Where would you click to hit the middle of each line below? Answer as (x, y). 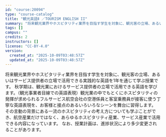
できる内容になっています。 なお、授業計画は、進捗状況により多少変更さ (79, 124)
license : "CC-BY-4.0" (27, 46)
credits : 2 (16, 37)
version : (14, 51)
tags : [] (14, 28)
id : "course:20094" (25, 10)
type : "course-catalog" (30, 14)
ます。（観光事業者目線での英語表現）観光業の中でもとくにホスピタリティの (82, 93)
